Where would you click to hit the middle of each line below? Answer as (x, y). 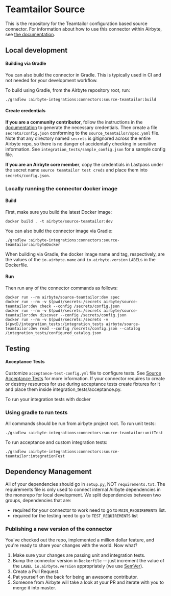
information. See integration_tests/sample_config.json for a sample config (86, 149)
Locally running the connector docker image (62, 188)
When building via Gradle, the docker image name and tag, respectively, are (85, 254)
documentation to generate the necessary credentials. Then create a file (81, 127)
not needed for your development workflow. (52, 80)
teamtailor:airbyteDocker (33, 244)
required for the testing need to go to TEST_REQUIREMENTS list (75, 515)
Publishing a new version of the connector (59, 529)
